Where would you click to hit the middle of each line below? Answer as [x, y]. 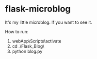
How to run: [17, 31]
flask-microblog [38, 9]
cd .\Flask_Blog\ [28, 46]
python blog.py [27, 51]
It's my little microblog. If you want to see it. [48, 22]
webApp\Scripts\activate [37, 41]
